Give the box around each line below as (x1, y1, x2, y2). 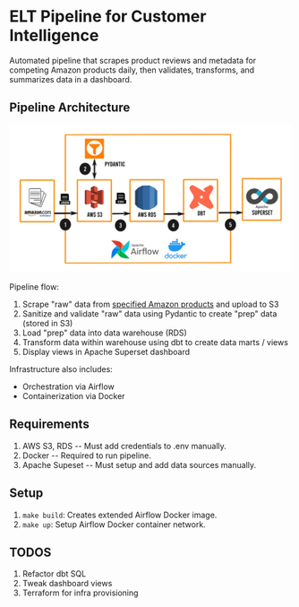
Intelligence (9, 25, 99, 46)
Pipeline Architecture (9, 100, 131, 116)
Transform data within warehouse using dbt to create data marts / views (21, 337, 289, 348)
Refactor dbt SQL (21, 568, 87, 579)
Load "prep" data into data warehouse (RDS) (21, 327, 188, 338)
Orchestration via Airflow (21, 381, 115, 392)
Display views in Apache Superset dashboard (21, 347, 191, 358)
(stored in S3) (21, 318, 73, 329)
